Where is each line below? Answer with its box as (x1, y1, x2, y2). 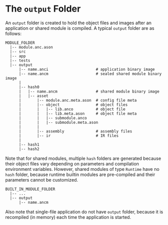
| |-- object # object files (18, 102, 128, 107)
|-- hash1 (18, 142, 39, 147)
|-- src (10, 49, 26, 54)
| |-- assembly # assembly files (18, 128, 133, 134)
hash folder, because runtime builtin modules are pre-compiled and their (5, 171, 155, 177)
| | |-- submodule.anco (18, 115, 87, 120)
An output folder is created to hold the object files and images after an (5, 20, 152, 26)
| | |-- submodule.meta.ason (18, 120, 99, 125)
